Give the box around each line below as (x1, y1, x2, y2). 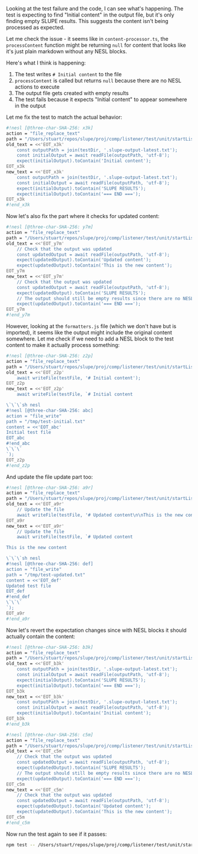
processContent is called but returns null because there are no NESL (14, 77, 181, 84)
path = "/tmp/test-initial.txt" (6, 418, 85, 424)
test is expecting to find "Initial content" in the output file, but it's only (6, 11, 175, 18)
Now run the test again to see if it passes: (6, 830, 107, 837)
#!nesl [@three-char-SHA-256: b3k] (6, 644, 94, 650)
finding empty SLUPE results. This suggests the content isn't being (6, 18, 169, 24)
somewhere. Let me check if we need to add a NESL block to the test (6, 335, 174, 342)
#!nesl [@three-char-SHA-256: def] (6, 561, 94, 567)
